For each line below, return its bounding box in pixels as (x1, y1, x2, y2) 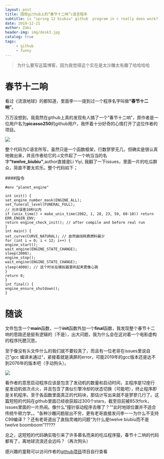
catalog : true (5, 35, 34, 40)
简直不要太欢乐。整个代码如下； (13, 165, 78, 171)
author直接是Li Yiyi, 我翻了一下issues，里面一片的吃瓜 (44, 159, 153, 164)
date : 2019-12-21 (5, 21, 41, 26)
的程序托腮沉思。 (5, 338, 40, 344)
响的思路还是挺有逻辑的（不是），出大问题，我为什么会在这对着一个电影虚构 (5, 331, 157, 338)
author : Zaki (5, 25, 32, 30)
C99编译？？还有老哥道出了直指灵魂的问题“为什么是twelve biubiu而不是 (5, 416, 149, 422)
